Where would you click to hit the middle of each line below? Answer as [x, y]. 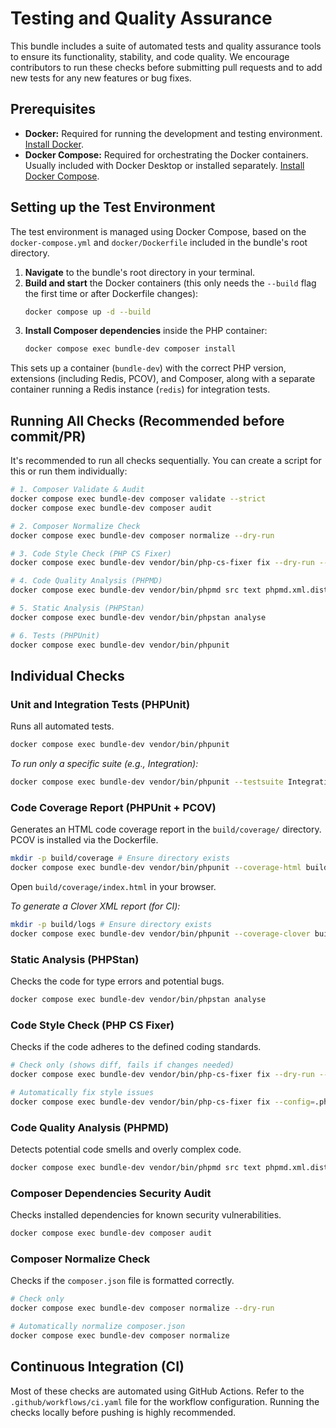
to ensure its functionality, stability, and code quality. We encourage [150, 56]
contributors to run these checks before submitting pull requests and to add [166, 67]
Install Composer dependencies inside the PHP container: [146, 331]
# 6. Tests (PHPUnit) [55, 635]
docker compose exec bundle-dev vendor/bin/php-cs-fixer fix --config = [162, 1102]
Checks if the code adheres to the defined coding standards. [136, 1047]
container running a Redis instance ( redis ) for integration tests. [140, 389]
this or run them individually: [69, 471]
